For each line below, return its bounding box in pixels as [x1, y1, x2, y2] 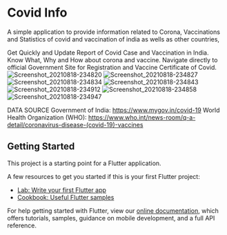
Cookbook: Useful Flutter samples [17, 193, 115, 201]
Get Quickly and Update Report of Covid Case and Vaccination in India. [7, 48, 209, 57]
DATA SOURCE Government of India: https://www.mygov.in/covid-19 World [7, 106, 220, 114]
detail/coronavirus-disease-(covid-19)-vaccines [7, 120, 144, 129]
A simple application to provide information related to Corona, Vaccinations [7, 28, 221, 36]
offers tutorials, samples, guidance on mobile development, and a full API [7, 214, 215, 222]
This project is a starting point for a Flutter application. [7, 159, 161, 167]
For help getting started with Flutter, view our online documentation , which [7, 206, 219, 215]
